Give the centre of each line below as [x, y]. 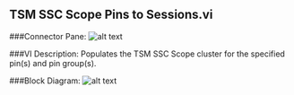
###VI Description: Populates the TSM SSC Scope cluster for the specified [147, 54]
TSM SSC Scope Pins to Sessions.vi [111, 15]
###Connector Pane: [48, 36]
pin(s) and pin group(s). [53, 63]
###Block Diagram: [45, 81]
